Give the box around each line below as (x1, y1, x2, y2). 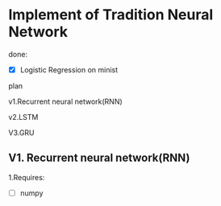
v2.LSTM (8, 113, 39, 122)
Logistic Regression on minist (19, 64, 119, 74)
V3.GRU (8, 128, 35, 138)
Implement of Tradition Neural (8, 6, 214, 24)
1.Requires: (8, 172, 45, 182)
